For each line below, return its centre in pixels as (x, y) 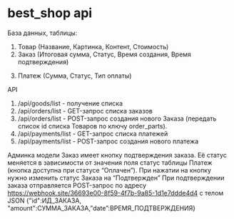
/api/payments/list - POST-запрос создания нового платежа (108, 141)
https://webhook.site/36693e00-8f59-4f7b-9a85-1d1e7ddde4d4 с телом (116, 193)
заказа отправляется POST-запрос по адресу (77, 185)
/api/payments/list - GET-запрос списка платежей (93, 133)
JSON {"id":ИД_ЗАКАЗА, (45, 200)
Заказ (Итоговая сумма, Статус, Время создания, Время (104, 54)
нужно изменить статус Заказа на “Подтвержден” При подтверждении (116, 178)
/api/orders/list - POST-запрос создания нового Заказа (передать (117, 118)
